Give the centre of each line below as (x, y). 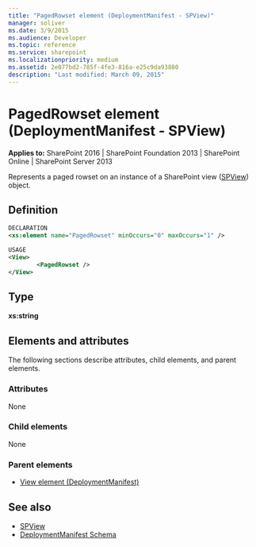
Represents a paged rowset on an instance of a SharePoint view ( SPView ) (129, 176)
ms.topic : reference (42, 45)
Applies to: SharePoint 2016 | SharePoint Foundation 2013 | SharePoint (124, 152)
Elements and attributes (69, 341)
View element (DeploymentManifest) (79, 482)
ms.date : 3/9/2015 (38, 30)
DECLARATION (28, 228)
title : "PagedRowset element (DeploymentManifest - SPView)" (111, 15)
